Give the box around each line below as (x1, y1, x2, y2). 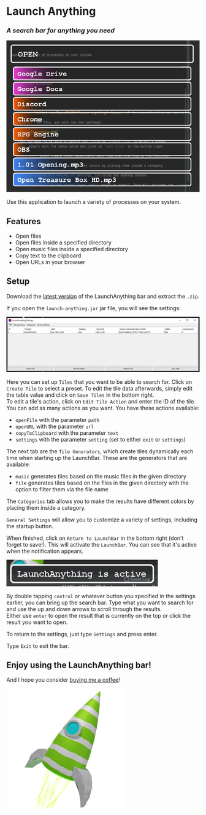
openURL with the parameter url (15, 423, 94, 430)
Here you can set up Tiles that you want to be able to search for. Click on (6, 378, 193, 385)
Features (6, 216, 41, 227)
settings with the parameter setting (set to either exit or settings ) (15, 435, 186, 443)
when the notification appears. (6, 547, 84, 555)
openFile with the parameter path (15, 416, 100, 423)
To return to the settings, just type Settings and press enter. (6, 630, 158, 638)
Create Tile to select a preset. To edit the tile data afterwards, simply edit (6, 384, 193, 392)
